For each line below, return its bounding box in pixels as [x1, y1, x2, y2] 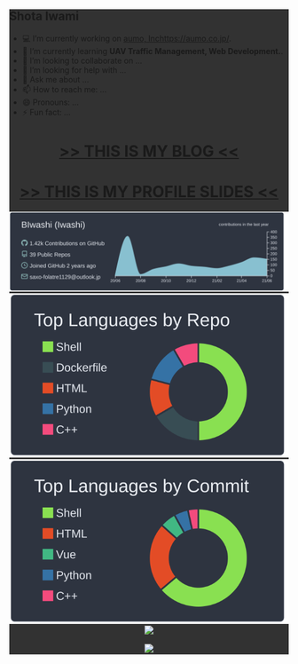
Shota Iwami [9, 9, 80, 24]
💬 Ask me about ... [21, 74, 90, 84]
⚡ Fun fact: [21, 107, 62, 117]
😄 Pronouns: [21, 97, 71, 107]
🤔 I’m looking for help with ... [21, 64, 127, 75]
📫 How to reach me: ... [21, 83, 107, 94]
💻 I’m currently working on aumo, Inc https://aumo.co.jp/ [21, 33, 230, 43]
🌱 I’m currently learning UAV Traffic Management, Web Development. [21, 45, 281, 56]
